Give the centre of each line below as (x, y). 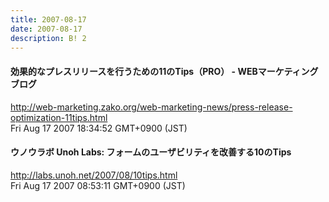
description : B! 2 (48, 38)
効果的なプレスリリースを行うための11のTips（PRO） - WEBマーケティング (164, 71)
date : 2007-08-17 (46, 29)
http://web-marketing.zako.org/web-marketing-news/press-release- (151, 107)
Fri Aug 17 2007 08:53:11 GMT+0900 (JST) (98, 185)
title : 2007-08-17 (48, 19)
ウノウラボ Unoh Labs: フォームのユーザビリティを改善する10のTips (151, 152)
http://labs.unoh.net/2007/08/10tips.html (94, 175)
